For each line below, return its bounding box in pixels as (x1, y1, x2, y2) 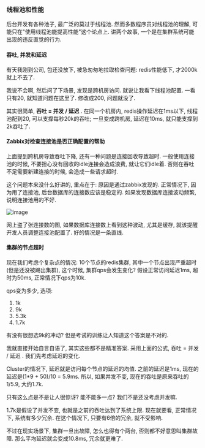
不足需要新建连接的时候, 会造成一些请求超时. (6, 167, 119, 175)
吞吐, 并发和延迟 (6, 51, 47, 58)
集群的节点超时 (6, 244, 44, 251)
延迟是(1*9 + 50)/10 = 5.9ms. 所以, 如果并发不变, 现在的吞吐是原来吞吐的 (6, 373, 189, 380)
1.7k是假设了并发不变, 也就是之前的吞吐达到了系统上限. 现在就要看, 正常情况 (6, 406, 197, 414)
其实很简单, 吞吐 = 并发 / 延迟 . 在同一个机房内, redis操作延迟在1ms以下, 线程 (6, 107, 198, 115)
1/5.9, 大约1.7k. (6, 380, 44, 387)
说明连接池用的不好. (6, 196, 57, 203)
